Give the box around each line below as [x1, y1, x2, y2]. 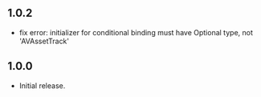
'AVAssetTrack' [18, 36, 70, 46]
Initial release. [18, 80, 66, 91]
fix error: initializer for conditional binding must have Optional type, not [18, 27, 254, 37]
